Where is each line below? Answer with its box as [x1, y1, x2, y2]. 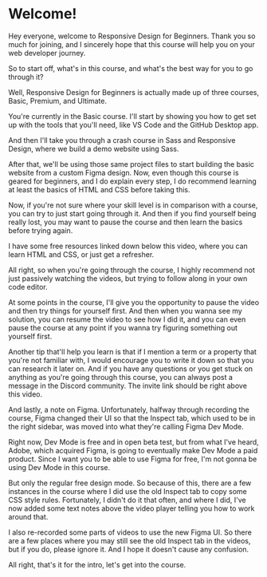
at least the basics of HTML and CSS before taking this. [8, 184, 190, 194]
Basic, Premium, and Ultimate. [8, 96, 108, 105]
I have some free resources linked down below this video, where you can [8, 241, 249, 251]
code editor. [8, 282, 48, 291]
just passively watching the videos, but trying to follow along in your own [8, 273, 248, 283]
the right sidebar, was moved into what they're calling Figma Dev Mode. [8, 421, 245, 431]
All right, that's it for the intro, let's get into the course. [8, 559, 187, 569]
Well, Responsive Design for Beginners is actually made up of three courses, [8, 87, 260, 97]
